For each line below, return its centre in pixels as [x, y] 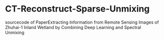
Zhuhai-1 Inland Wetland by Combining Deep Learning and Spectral [73, 27]
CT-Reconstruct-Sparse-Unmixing [77, 9]
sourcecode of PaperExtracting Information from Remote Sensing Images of [82, 22]
